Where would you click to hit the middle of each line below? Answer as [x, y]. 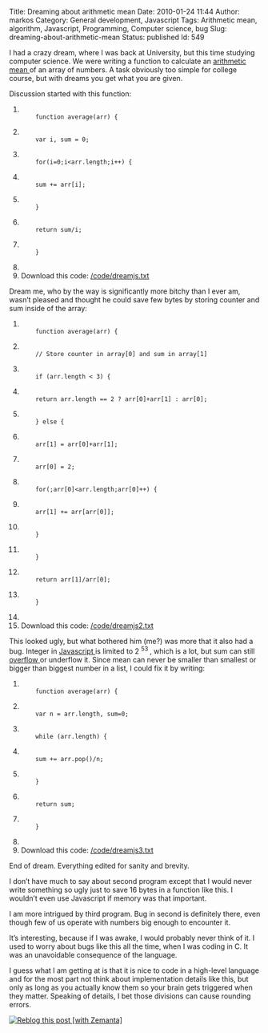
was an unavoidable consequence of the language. [93, 954]
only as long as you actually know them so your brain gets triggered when [131, 987]
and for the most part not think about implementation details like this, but [129, 978]
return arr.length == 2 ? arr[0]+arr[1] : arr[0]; [122, 399]
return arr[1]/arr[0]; [73, 580]
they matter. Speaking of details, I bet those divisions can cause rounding [130, 996]
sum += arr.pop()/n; [70, 759]
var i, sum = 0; [62, 140]
